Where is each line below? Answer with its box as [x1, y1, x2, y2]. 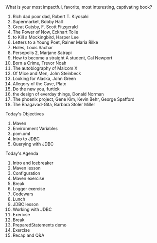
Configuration [12, 170, 40, 176]
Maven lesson [12, 165, 41, 171]
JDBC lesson [12, 202, 39, 207]
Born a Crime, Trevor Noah [12, 60, 67, 66]
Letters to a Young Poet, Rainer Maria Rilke [12, 39, 99, 45]
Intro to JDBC [12, 136, 40, 142]
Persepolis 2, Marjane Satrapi [12, 50, 72, 56]
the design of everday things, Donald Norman [12, 91, 104, 97]
